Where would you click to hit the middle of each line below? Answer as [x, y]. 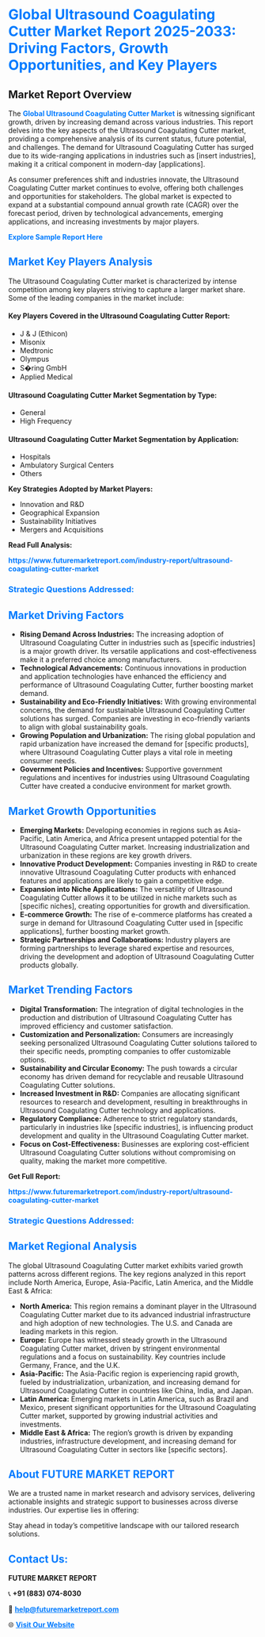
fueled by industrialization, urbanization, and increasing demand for [130, 1381]
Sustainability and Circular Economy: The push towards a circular [129, 1068]
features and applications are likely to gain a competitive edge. [122, 880]
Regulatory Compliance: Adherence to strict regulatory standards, [129, 1118]
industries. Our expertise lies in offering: [74, 1510]
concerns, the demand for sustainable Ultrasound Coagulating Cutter [132, 710]
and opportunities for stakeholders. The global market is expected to [120, 196]
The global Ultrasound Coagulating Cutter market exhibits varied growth [126, 1265]
